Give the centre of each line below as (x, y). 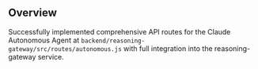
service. (51, 56)
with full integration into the (168, 48)
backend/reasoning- (113, 41)
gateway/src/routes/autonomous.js (65, 49)
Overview (33, 13)
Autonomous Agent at (44, 40)
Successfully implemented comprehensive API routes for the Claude (120, 31)
